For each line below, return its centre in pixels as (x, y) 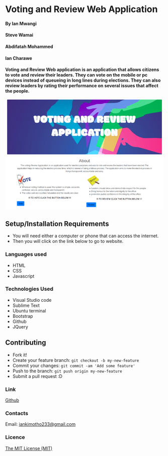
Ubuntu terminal (29, 310)
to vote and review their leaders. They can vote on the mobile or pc (76, 75)
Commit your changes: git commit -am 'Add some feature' (74, 365)
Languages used (26, 254)
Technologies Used (29, 289)
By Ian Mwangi (21, 23)
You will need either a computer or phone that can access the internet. (86, 236)
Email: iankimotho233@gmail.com (40, 424)
